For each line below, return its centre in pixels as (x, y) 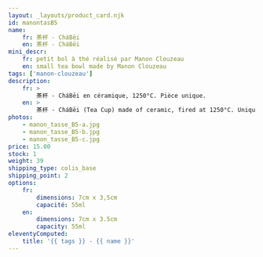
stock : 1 (22, 154)
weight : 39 (26, 161)
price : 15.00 (29, 147)
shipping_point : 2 (38, 176)
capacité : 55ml (61, 205)
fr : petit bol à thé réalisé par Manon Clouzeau (103, 60)
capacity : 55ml (61, 227)
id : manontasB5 (33, 23)
